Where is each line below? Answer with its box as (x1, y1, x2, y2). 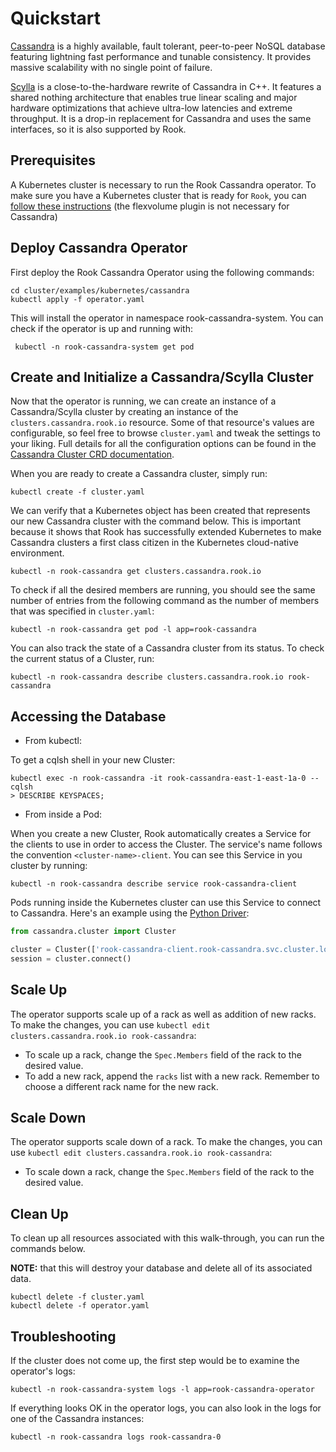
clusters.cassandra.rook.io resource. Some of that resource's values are (10, 417, 315, 429)
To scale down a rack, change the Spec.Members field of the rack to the (24, 1166, 315, 1178)
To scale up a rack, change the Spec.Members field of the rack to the (24, 1048, 302, 1061)
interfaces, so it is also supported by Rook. (10, 123, 187, 135)
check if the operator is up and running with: (10, 322, 193, 334)
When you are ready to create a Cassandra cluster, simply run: (10, 468, 268, 480)
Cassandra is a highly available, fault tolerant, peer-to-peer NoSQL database (10, 40, 326, 52)
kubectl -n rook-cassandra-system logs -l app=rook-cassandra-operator (10, 1385, 315, 1395)
